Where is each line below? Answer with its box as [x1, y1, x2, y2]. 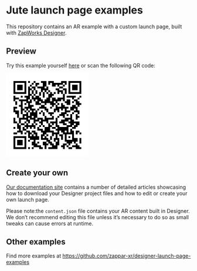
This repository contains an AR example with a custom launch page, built [6, 23, 182, 30]
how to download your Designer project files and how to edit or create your [6, 189, 188, 197]
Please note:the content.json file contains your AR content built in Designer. [6, 207, 190, 215]
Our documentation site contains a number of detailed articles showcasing [6, 183, 186, 190]
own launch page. [6, 196, 50, 203]
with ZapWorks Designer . [6, 29, 67, 36]
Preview [6, 46, 37, 56]
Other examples [6, 236, 66, 247]
